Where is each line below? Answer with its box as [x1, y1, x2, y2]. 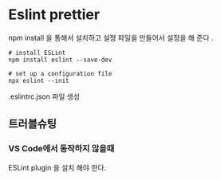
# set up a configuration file [8, 69, 112, 77]
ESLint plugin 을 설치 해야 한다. [8, 162, 106, 172]
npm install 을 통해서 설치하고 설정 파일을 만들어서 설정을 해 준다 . [8, 33, 214, 42]
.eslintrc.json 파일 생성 [8, 92, 81, 101]
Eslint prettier [8, 6, 101, 24]
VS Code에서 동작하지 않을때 [8, 143, 115, 155]
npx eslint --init [8, 76, 69, 84]
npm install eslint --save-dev [8, 56, 112, 64]
